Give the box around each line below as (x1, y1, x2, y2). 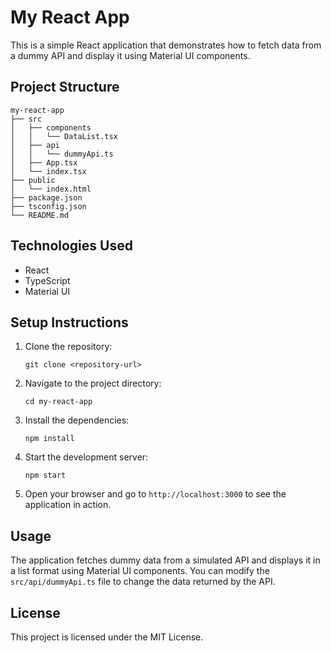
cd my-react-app (24, 397, 93, 407)
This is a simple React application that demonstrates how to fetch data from (10, 39, 322, 51)
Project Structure (10, 79, 120, 96)
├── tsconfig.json (10, 201, 87, 211)
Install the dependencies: (24, 414, 130, 426)
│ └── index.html (10, 184, 92, 194)
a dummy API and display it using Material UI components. (10, 49, 251, 61)
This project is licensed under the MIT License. (10, 631, 204, 643)
